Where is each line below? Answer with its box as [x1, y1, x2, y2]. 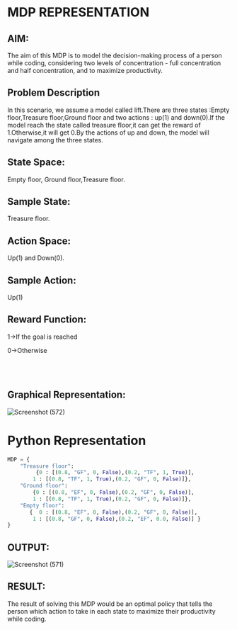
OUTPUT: [7, 541, 50, 553]
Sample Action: [7, 274, 76, 286]
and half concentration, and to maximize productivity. [7, 67, 163, 74]
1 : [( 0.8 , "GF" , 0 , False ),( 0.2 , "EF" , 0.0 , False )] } [33, 515, 201, 522]
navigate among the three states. [7, 135, 104, 144]
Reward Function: [7, 313, 87, 326]
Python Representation [7, 432, 146, 449]
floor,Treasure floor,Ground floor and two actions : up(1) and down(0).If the [7, 113, 225, 121]
